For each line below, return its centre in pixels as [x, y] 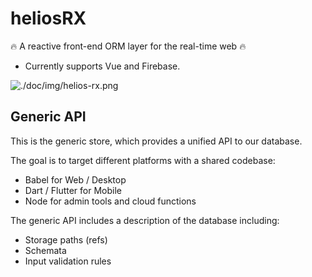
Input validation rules [68, 261]
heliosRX [48, 18]
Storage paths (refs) [66, 239]
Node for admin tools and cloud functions [110, 201]
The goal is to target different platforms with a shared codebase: [143, 160]
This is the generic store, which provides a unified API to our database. [156, 141]
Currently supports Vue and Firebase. [102, 66]
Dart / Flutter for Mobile [73, 190]
